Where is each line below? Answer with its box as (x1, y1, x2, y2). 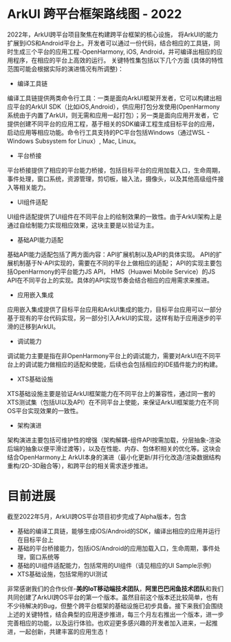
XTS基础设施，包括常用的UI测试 (16, 570, 108, 578)
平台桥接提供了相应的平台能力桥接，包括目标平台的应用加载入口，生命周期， (7, 166, 224, 174)
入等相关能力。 (7, 183, 49, 191)
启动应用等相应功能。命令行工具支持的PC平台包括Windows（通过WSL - (7, 128, 210, 136)
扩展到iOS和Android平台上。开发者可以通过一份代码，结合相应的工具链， (7, 38, 214, 47)
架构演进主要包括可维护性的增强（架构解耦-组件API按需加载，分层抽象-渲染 (7, 436, 221, 444)
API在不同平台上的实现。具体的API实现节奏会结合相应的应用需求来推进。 (7, 276, 213, 284)
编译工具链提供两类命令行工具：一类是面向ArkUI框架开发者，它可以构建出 (7, 93, 217, 102)
